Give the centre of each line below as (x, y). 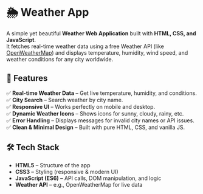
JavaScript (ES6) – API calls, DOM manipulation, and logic (88, 178)
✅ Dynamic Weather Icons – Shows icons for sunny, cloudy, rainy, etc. (95, 113)
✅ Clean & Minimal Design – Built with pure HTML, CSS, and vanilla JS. (96, 127)
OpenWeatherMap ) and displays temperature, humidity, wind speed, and (97, 52)
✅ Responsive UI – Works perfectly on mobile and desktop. (81, 106)
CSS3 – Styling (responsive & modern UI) (67, 171)
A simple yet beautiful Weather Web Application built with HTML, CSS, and (101, 33)
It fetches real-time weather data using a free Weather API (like (85, 46)
